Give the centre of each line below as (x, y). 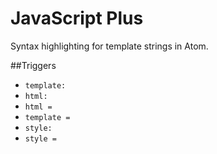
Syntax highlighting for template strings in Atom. (109, 46)
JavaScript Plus (77, 18)
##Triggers (33, 65)
